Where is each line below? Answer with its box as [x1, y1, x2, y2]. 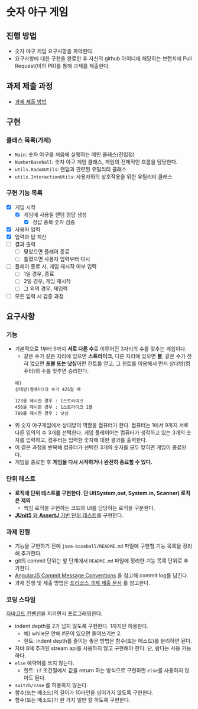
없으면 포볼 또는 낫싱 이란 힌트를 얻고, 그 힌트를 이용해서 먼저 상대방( [30, 360, 186, 367]
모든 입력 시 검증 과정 [14, 292, 64, 300]
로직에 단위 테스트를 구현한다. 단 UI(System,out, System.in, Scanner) [14, 489, 180, 496]
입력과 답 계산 [14, 233, 47, 240]
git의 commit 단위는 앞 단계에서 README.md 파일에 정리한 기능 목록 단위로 [14, 557, 183, 564]
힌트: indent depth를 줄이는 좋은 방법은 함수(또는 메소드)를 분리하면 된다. [23, 638, 192, 645]
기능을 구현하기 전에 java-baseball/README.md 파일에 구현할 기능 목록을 [14, 542, 181, 549]
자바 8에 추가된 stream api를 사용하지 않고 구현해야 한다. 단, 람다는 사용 [14, 645, 181, 652]
